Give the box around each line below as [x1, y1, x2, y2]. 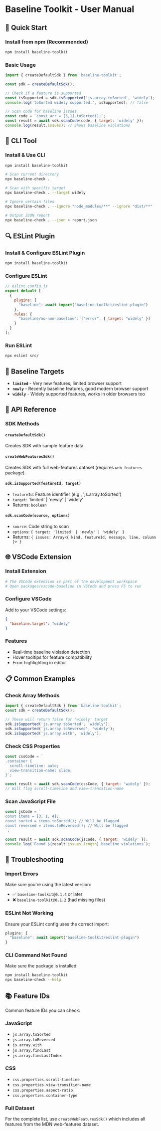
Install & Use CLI [5, 152, 45, 159]
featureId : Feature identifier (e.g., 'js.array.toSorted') [12, 491, 122, 497]
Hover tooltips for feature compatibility [12, 654, 92, 660]
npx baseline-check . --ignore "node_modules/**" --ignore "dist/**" [5, 203, 153, 209]
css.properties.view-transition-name [12, 1082, 91, 1088]
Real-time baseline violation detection [12, 649, 90, 655]
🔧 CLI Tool [5, 137, 37, 145]
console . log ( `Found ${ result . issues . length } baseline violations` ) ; [5, 841, 151, 846]
